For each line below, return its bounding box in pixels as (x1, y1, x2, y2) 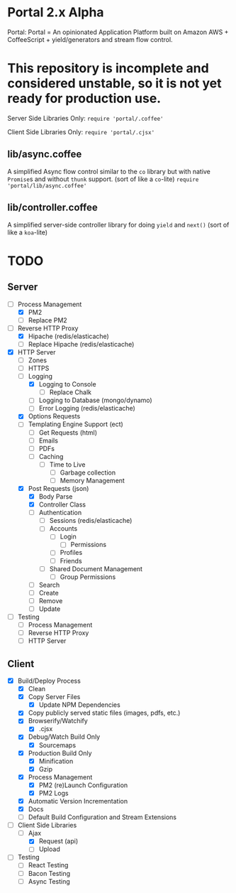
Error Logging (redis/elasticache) (38, 404, 136, 413)
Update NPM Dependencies (38, 700, 120, 709)
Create (38, 588, 59, 597)
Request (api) (38, 837, 79, 845)
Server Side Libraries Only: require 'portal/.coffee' (7, 114, 164, 122)
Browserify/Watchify (28, 717, 89, 725)
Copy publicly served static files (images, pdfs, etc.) (28, 708, 181, 718)
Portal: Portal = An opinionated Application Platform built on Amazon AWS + (7, 28, 229, 36)
